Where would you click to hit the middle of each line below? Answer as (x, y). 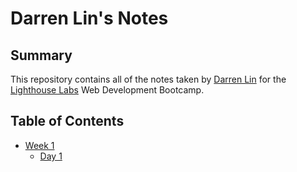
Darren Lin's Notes (89, 18)
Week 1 (39, 145)
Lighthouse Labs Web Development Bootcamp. (107, 90)
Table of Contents (67, 121)
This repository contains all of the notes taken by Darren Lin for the (148, 79)
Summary (41, 55)
